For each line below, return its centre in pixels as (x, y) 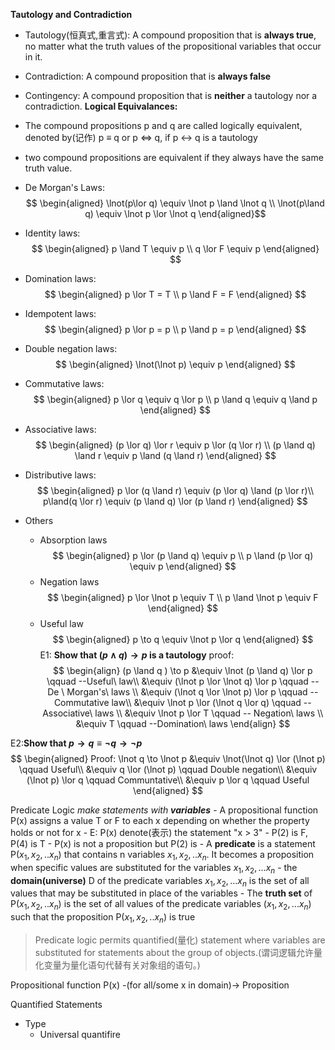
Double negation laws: (71, 348)
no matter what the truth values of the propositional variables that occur (173, 46)
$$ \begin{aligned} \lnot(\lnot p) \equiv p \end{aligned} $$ (175, 364)
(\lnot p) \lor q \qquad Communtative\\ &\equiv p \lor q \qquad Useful (168, 780)
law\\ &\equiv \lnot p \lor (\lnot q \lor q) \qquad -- (211, 702)
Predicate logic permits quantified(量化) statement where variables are (180, 940)
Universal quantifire (80, 1034)
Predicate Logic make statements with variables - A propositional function (164, 810)
